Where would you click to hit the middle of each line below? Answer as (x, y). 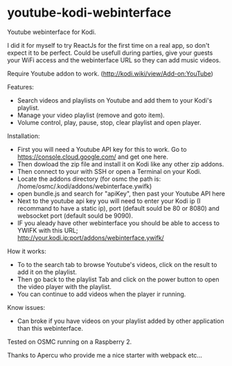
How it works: (27, 251)
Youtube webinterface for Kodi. (52, 32)
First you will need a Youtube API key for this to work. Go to (102, 149)
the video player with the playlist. (64, 286)
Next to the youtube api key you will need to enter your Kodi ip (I (109, 201)
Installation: (24, 136)
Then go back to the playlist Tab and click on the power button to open (118, 279)
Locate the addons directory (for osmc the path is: (89, 179)
